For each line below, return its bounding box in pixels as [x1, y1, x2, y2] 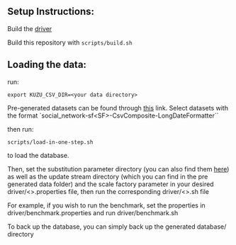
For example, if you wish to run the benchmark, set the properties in [7, 201, 206, 210]
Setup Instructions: [7, 6, 94, 18]
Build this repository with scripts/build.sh [7, 38, 133, 47]
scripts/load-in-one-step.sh [7, 138, 94, 146]
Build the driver [7, 24, 52, 33]
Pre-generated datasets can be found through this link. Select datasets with [7, 103, 229, 112]
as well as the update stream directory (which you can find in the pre [7, 172, 208, 181]
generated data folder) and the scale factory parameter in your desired [7, 180, 214, 188]
